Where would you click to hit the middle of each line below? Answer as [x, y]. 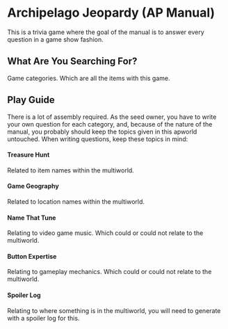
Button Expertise [32, 256]
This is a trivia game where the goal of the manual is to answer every [106, 32]
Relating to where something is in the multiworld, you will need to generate [114, 310]
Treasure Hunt [28, 155]
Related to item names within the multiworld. [71, 170]
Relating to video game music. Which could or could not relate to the [105, 233]
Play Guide [31, 100]
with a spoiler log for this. [43, 318]
